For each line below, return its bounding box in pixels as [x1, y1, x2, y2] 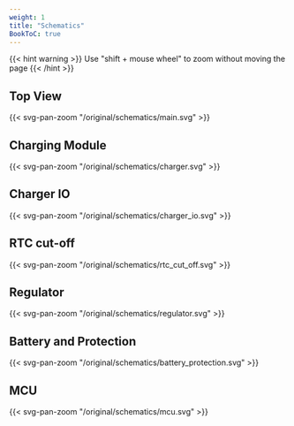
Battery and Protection [9, 333, 137, 349]
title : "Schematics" [9, 21, 86, 30]
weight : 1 [9, 12, 46, 22]
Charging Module [9, 138, 108, 153]
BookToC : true [9, 29, 62, 38]
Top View [9, 88, 62, 103]
